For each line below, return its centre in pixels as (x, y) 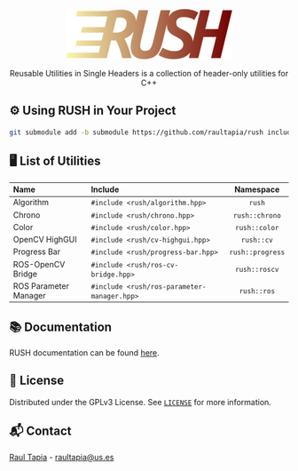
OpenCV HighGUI (45, 239)
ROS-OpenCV (39, 264)
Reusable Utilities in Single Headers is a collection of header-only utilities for (149, 73)
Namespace (257, 189)
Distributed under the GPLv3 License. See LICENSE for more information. (141, 402)
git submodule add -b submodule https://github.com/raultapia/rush (137, 132)
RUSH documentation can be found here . (84, 353)
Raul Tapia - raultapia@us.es (62, 457)
